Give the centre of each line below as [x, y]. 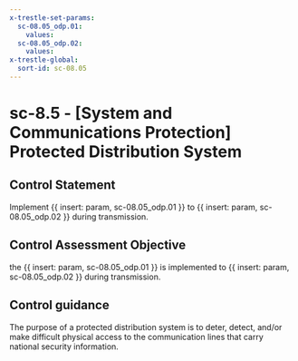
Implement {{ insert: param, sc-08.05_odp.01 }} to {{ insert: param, [134, 207]
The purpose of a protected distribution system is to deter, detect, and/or [146, 327]
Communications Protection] [120, 133]
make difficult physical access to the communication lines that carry [137, 337]
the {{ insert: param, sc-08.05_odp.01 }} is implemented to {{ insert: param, [149, 267]
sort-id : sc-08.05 [53, 69]
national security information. [64, 346]
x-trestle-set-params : [52, 18]
